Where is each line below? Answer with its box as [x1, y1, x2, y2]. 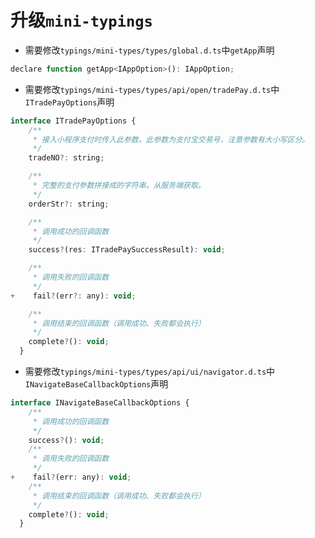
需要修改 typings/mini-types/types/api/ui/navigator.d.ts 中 [24, 366, 276, 378]
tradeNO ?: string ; [28, 153, 105, 163]
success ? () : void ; [28, 435, 105, 445]
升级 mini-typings [10, 9, 153, 32]
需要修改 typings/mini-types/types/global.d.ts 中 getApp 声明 [24, 44, 275, 56]
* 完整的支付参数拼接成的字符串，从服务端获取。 [32, 181, 206, 191]
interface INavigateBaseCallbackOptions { [10, 398, 190, 408]
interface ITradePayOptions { [10, 116, 137, 126]
